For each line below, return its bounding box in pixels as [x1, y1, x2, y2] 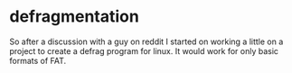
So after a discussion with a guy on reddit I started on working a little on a [9, 36, 284, 47]
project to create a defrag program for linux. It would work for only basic [9, 45, 278, 56]
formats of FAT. [9, 55, 67, 66]
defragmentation [9, 6, 140, 27]
